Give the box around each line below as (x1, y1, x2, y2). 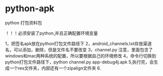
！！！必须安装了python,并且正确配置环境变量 (5, 30, 98, 36)
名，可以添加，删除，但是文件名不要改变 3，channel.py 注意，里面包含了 (5, 47, 153, 52)
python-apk (5, 3, 55, 14)
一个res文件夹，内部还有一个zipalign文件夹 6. (9, 65, 102, 71)
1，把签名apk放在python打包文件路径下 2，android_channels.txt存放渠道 (5, 40, 152, 47)
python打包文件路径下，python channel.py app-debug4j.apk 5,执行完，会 (5, 59, 154, 65)
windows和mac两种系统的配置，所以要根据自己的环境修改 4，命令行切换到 (5, 52, 156, 59)
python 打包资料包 (5, 20, 42, 25)
